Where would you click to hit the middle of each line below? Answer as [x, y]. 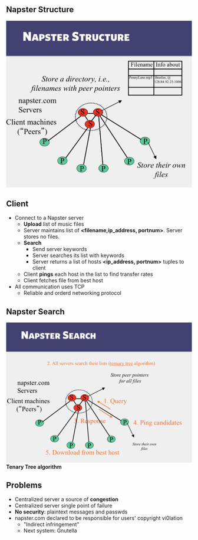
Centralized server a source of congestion [67, 499]
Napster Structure [40, 10]
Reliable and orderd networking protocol [72, 293]
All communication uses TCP [49, 287]
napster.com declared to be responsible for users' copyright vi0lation [99, 518]
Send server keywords [60, 249]
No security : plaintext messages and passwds [71, 512]
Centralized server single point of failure [64, 506]
